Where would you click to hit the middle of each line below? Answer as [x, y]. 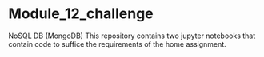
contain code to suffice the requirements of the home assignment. [117, 44]
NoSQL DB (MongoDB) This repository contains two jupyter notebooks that [132, 36]
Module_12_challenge [81, 14]
